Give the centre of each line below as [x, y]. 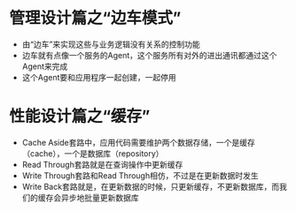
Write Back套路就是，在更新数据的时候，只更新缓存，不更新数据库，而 [151, 186]
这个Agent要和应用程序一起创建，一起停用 [99, 77]
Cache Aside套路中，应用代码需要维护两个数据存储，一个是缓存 [138, 142]
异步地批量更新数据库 [100, 197]
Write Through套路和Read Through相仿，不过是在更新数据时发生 [140, 175]
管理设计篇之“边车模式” [95, 18]
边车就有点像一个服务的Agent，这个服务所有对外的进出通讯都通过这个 [149, 55]
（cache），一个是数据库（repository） [93, 153]
